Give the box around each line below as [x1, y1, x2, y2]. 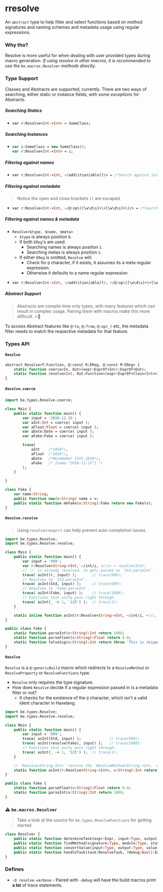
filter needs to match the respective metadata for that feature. [5, 328, 129, 334]
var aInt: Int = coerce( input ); [22, 420, 90, 425]
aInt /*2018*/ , [31, 447, 68, 452]
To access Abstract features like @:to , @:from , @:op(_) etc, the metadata [5, 323, 149, 329]
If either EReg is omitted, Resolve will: [19, 254, 93, 260]
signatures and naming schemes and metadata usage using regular [5, 24, 140, 30]
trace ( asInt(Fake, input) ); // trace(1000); [22, 591, 125, 596]
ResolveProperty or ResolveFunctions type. [5, 670, 91, 675]
